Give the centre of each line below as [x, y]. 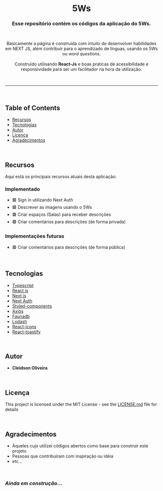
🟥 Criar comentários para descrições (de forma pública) [69, 247]
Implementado [23, 189]
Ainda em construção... [34, 483]
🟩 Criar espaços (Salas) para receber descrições [62, 214]
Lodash [20, 321]
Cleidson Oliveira [30, 368]
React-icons [24, 327]
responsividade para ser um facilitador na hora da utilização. [81, 69]
